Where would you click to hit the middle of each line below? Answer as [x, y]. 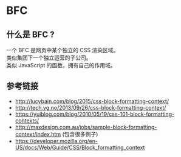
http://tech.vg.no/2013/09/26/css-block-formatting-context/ [90, 107]
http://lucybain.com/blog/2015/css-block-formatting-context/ [92, 101]
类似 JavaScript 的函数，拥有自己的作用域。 [61, 65]
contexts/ [27, 120]
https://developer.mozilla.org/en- [56, 141]
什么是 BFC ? [30, 34]
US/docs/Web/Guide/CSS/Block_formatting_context [80, 147]
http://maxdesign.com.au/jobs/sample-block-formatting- [86, 127]
